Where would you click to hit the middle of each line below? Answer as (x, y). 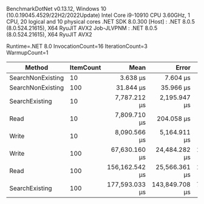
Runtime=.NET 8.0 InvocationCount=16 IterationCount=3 (77, 46)
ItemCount (85, 67)
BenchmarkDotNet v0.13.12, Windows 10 (56, 9)
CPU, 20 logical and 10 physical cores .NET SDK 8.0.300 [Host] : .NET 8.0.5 (101, 21)
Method (37, 67)
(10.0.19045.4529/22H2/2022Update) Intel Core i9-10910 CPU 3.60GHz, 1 (98, 15)
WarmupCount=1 (27, 53)
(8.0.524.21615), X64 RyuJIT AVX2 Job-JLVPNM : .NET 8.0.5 (82, 28)
